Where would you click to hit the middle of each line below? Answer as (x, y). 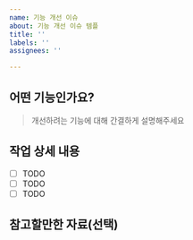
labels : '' (29, 43)
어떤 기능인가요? (52, 97)
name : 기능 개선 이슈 (44, 17)
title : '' (28, 34)
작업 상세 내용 (45, 152)
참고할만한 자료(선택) (64, 225)
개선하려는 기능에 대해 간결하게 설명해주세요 (108, 120)
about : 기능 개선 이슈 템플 (54, 26)
